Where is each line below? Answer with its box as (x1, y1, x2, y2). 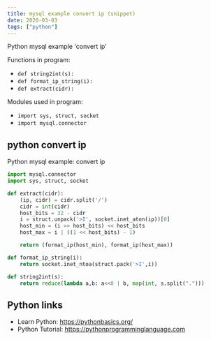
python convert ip (7, 139, 87, 151)
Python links (7, 299, 63, 311)
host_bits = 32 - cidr (20, 209, 86, 216)
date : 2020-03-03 (7, 17, 58, 24)
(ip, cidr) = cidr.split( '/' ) (20, 196, 108, 203)
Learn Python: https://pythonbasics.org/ (17, 318, 133, 326)
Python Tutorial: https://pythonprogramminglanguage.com (17, 325, 186, 334)
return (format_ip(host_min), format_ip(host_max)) (20, 242, 173, 249)
